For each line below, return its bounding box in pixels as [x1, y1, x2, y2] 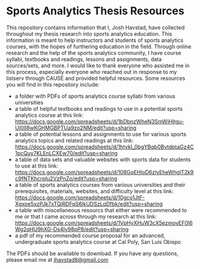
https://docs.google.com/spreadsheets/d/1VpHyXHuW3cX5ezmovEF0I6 [14, 219, 193, 226]
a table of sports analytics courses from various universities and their [14, 181, 186, 188]
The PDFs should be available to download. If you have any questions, [6, 249, 179, 257]
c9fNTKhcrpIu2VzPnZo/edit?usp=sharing [14, 175, 118, 182]
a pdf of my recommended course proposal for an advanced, [14, 231, 165, 239]
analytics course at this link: [14, 112, 84, 119]
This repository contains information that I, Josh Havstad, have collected [6, 24, 185, 31]
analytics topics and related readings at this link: [14, 137, 134, 144]
